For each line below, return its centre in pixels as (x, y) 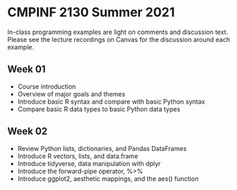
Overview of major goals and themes (71, 94)
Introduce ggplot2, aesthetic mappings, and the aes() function (108, 179)
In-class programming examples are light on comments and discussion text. (118, 32)
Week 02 (28, 132)
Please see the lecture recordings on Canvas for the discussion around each (119, 39)
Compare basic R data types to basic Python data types (99, 109)
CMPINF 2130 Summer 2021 (91, 12)
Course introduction (47, 86)
